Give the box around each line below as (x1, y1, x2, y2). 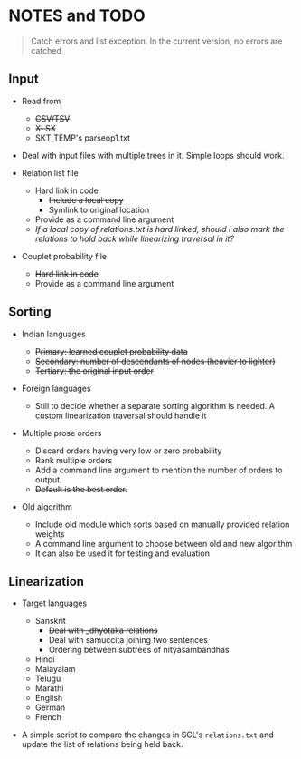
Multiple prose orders (21, 427, 102, 438)
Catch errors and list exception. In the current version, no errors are (30, 35, 283, 46)
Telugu (34, 673, 61, 685)
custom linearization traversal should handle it (34, 410, 207, 421)
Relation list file (21, 167, 79, 178)
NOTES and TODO (8, 5, 146, 26)
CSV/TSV (34, 112, 71, 123)
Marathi (34, 683, 64, 694)
